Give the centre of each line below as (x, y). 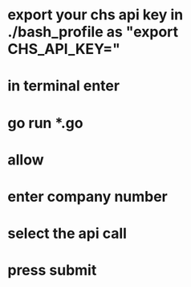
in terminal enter (64, 86)
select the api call (67, 233)
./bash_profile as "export (93, 32)
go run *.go (45, 123)
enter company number (87, 196)
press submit (52, 270)
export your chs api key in (95, 15)
